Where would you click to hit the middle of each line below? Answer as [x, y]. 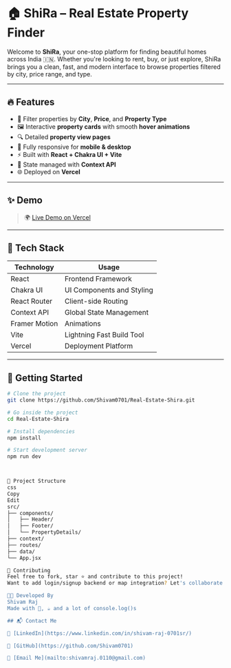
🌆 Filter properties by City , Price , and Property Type [92, 118]
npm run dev [24, 457]
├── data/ [21, 552]
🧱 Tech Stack [36, 248]
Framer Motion [34, 324]
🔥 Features [31, 102]
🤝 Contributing [29, 570]
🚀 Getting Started [45, 378]
